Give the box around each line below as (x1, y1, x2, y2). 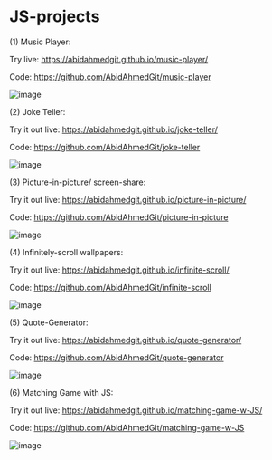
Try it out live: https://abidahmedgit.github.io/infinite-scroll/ (9, 264, 230, 275)
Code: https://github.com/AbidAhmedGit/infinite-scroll (9, 282, 212, 292)
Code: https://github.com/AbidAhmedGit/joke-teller (9, 141, 201, 152)
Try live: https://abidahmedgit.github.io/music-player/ (9, 53, 209, 64)
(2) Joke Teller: (9, 106, 66, 117)
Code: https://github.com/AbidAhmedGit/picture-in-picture (9, 211, 229, 223)
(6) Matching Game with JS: (9, 387, 114, 398)
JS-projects (9, 6, 100, 27)
